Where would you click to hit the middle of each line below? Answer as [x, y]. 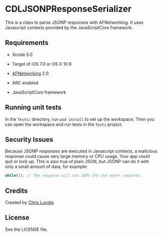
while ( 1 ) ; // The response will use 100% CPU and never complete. [73, 176]
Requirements [27, 43]
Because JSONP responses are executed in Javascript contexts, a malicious [81, 151]
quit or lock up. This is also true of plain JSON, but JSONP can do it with [77, 162]
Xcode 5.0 [22, 54]
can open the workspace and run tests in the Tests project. [64, 124]
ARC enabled [25, 83]
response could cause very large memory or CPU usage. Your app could [78, 156]
